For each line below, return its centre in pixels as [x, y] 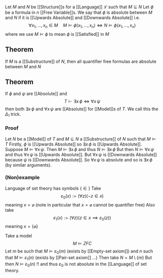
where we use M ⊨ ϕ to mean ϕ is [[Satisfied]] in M [57, 34]
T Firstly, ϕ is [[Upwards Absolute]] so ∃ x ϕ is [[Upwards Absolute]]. [73, 144]
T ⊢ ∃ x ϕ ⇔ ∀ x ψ [82, 101]
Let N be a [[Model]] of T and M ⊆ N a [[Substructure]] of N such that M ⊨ [81, 139]
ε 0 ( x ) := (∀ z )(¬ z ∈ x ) [82, 196]
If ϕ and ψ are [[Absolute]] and [36, 94]
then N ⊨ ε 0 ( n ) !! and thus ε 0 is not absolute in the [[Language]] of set [76, 265]
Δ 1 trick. [13, 115]
